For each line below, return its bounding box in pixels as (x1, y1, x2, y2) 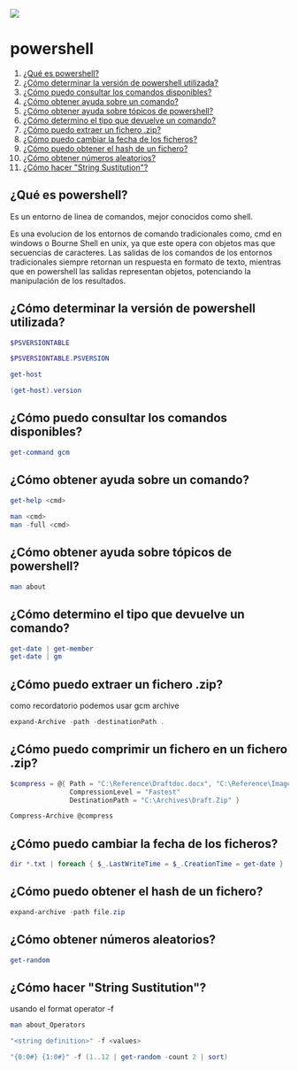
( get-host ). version (10, 386, 82, 396)
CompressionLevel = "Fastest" (69, 788, 180, 797)
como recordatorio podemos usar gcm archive (10, 700, 180, 712)
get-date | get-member (10, 644, 94, 653)
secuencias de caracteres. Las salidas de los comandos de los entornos (10, 247, 273, 258)
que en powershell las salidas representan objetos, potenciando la (10, 266, 251, 276)
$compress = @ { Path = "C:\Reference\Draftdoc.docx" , (10, 779, 213, 788)
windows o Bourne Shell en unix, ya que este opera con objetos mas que (10, 237, 276, 248)
